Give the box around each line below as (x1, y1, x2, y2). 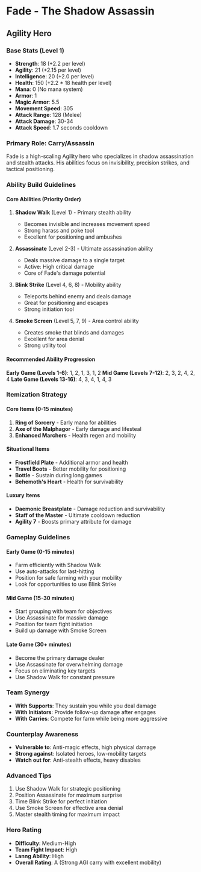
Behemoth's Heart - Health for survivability (14, 478, 123, 485)
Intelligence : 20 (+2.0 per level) (14, 72, 94, 80)
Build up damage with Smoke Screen (14, 627, 107, 634)
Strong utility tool (23, 342, 67, 349)
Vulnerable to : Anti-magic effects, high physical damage (14, 744, 156, 751)
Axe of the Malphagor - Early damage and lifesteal (14, 425, 141, 432)
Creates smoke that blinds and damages (23, 329, 125, 336)
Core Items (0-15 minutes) (6, 406, 73, 413)
